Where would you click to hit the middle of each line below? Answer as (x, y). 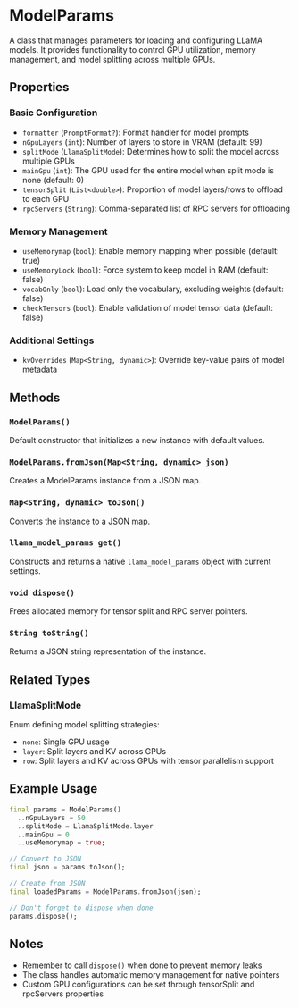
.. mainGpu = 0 (43, 835)
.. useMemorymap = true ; (61, 843)
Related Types (50, 680)
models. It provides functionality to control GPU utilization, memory (133, 49)
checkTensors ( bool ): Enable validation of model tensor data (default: (148, 307)
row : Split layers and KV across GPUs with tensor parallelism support (148, 761)
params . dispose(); (43, 916)
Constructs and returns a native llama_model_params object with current (140, 561)
